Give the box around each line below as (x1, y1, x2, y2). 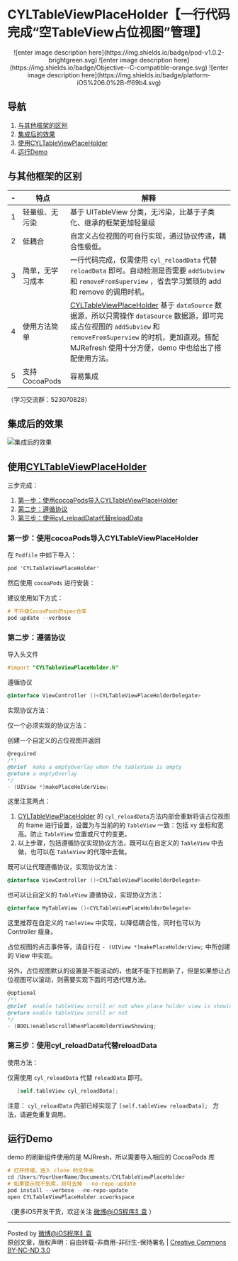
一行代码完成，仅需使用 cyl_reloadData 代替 (69, 255, 217, 265)
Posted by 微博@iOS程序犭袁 (7, 1229, 92, 1238)
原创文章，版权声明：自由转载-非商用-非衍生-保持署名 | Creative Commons (7, 1238, 227, 1246)
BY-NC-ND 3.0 (7, 1245, 51, 1254)
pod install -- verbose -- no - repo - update (7, 1187, 129, 1194)
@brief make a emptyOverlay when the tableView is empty (7, 763, 182, 770)
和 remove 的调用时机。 (69, 287, 149, 297)
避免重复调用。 (25, 1110, 69, 1118)
